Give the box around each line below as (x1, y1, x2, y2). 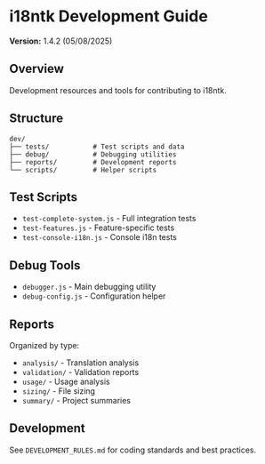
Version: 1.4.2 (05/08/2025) (9, 36, 113, 46)
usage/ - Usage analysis (21, 376, 110, 387)
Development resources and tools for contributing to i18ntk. (9, 84, 227, 95)
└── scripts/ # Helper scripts (9, 165, 157, 174)
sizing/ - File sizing (21, 386, 96, 396)
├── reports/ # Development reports (9, 157, 177, 166)
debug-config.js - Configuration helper (21, 291, 166, 301)
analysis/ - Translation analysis (21, 357, 140, 368)
